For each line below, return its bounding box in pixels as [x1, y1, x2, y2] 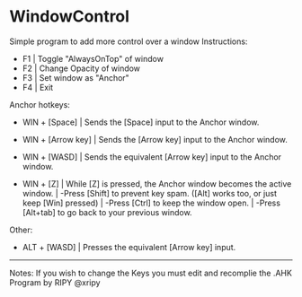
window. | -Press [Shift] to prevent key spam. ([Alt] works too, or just [22, 188, 277, 198]
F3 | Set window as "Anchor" [22, 72, 130, 83]
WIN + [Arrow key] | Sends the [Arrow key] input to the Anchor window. [22, 134, 288, 144]
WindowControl [9, 6, 130, 27]
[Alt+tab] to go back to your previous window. [22, 206, 192, 217]
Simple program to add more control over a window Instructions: [9, 36, 248, 47]
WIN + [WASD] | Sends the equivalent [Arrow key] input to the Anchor [22, 151, 281, 162]
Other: [9, 224, 33, 235]
